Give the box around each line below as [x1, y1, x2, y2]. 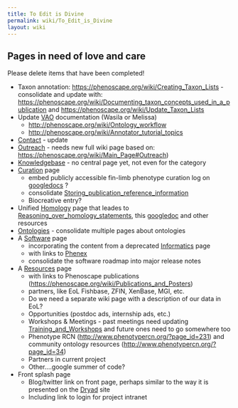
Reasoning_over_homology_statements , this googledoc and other [17, 211, 209, 220]
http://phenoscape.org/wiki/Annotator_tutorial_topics [28, 128, 183, 137]
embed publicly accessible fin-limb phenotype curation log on [28, 174, 210, 182]
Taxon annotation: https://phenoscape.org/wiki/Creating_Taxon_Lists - [17, 83, 224, 91]
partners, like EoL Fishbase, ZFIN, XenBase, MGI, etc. [28, 287, 185, 295]
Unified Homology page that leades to [17, 204, 129, 212]
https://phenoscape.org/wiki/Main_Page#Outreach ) [17, 151, 169, 159]
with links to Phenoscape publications [28, 272, 140, 281]
